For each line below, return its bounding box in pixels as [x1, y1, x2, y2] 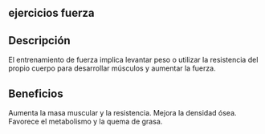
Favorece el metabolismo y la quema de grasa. [8, 116, 163, 127]
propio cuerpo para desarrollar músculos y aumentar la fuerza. [8, 63, 216, 73]
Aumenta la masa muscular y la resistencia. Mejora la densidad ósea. [8, 108, 237, 118]
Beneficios [8, 87, 63, 100]
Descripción [8, 34, 71, 47]
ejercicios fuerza [8, 6, 95, 20]
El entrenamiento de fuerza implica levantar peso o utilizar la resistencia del [8, 55, 259, 65]
